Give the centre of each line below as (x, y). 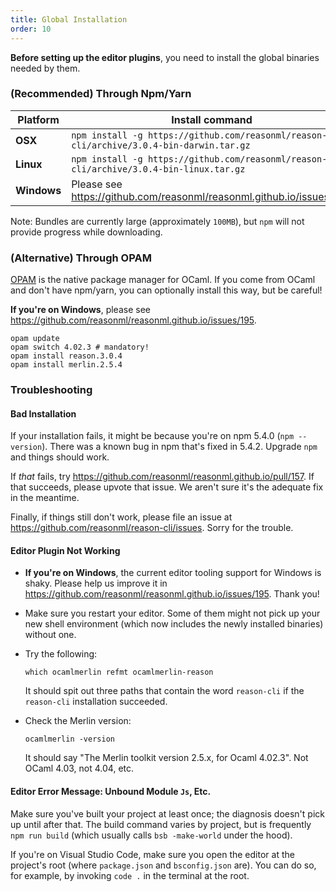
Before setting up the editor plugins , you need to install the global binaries (165, 57)
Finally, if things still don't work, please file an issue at (121, 517)
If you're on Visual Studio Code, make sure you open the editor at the (152, 854)
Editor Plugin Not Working (65, 550)
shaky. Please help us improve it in (96, 583)
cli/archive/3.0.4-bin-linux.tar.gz (158, 169)
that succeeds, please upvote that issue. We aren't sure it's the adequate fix (167, 487)
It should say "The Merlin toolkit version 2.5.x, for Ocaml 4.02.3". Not (166, 758)
